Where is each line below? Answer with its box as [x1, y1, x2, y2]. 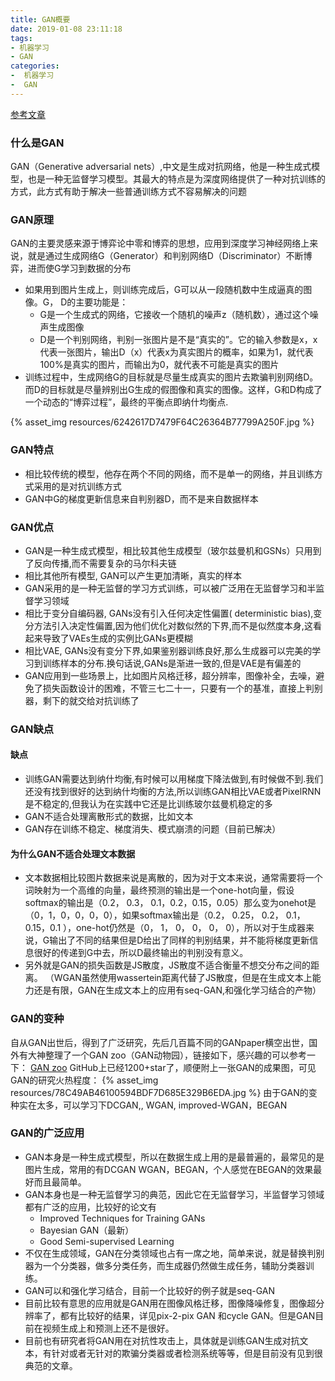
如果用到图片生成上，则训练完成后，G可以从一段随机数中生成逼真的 [24, 284, 304, 296]
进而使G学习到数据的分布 [27, 262, 132, 275]
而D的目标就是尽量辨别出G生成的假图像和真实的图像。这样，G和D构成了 [24, 384, 323, 396]
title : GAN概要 [10, 14, 71, 25]
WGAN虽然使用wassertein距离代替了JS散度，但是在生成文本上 [53, 972, 313, 984]
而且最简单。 [33, 1176, 87, 1188]
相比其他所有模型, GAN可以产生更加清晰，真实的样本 [24, 569, 243, 581]
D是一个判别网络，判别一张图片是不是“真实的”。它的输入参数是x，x [39, 334, 318, 346]
